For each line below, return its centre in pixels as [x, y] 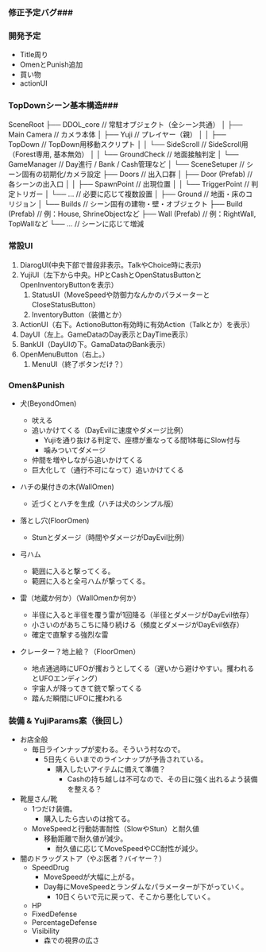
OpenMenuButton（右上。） [64, 354]
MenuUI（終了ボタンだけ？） [79, 364]
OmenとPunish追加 [51, 64]
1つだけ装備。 [54, 809]
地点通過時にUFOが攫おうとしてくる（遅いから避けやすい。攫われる [143, 669]
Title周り [34, 55]
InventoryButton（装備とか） [79, 314]
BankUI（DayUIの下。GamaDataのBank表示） [94, 344]
